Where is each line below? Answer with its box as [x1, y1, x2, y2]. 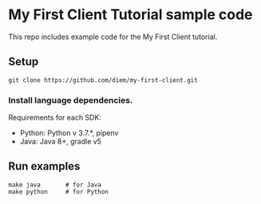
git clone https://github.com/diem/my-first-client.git [8, 76, 198, 84]
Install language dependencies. [8, 94, 133, 105]
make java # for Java [8, 181, 102, 189]
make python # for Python [8, 187, 109, 196]
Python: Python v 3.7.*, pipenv [19, 128, 119, 138]
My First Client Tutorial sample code [8, 6, 253, 24]
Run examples [8, 159, 81, 173]
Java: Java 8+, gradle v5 [19, 137, 102, 147]
